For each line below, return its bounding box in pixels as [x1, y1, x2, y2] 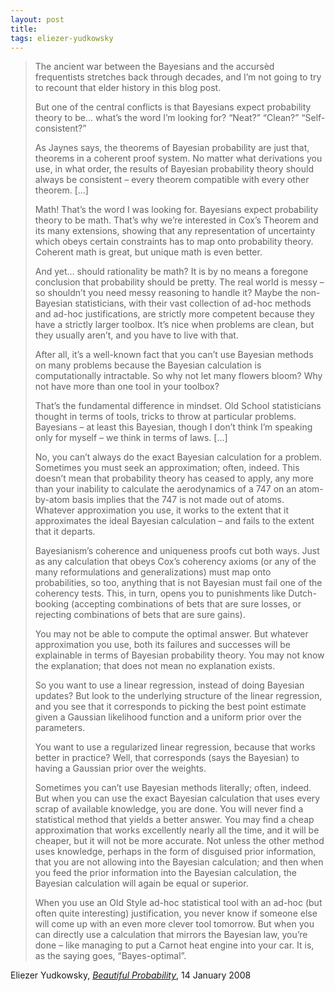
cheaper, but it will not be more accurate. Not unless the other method [34, 835, 325, 847]
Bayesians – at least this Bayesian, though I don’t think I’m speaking [34, 421, 313, 433]
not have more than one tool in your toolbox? [34, 381, 220, 393]
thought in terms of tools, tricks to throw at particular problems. [34, 411, 297, 423]
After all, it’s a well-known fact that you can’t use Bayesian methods [34, 349, 314, 361]
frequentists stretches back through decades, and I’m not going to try [34, 71, 322, 83]
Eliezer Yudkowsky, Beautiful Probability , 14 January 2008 [10, 969, 252, 981]
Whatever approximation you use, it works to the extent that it [34, 504, 289, 516]
